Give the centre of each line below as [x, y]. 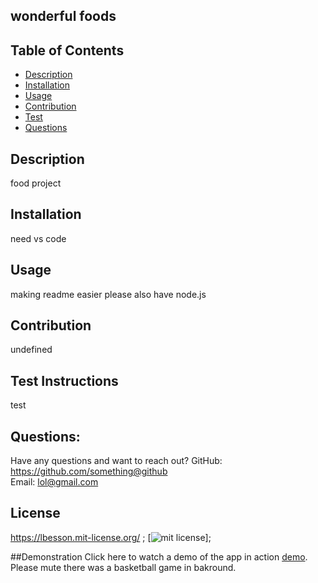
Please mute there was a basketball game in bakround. [123, 567]
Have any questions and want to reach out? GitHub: [116, 461]
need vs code [38, 238]
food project [36, 183]
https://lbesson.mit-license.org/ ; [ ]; [111, 537]
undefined [31, 350]
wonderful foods [63, 16]
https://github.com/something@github [89, 471]
